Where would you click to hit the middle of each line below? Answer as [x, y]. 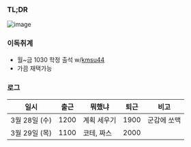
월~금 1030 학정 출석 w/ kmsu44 [61, 59]
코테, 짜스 [98, 133]
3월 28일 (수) [31, 120]
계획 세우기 [100, 120]
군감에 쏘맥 [164, 120]
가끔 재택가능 [34, 68]
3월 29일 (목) [31, 133]
